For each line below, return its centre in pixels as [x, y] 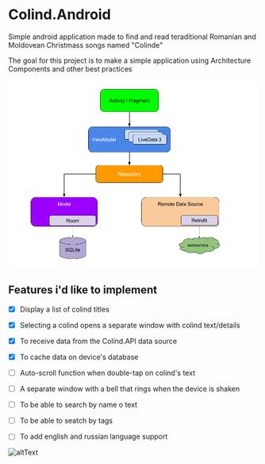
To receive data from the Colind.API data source [98, 341]
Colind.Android [60, 15]
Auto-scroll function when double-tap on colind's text [108, 373]
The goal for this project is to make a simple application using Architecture [130, 60]
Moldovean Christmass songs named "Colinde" [86, 44]
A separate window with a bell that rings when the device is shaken [130, 389]
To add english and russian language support [94, 437]
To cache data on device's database [79, 357]
